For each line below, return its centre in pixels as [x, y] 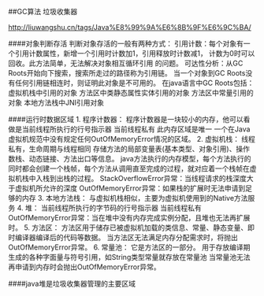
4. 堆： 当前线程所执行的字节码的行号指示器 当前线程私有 [110, 208]
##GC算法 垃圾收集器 [43, 11]
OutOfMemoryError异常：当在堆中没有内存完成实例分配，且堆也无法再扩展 [129, 218]
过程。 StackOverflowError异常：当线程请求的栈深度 [162, 178]
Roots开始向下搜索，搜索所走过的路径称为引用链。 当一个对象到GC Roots [127, 73]
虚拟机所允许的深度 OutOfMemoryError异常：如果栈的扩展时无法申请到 [130, 188]
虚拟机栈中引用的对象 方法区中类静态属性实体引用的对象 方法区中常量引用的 [131, 92]
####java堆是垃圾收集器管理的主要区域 [72, 283]
